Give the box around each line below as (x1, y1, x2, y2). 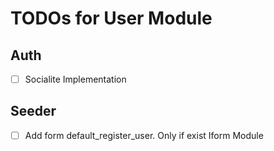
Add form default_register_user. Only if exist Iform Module (24, 129, 264, 141)
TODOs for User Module (10, 7, 213, 30)
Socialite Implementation (24, 73, 127, 85)
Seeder (10, 103, 57, 120)
